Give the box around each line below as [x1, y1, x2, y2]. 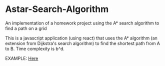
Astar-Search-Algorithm [5, 3, 109, 15]
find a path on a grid [5, 25, 47, 31]
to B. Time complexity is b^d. [5, 45, 65, 51]
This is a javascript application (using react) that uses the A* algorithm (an [5, 35, 157, 41]
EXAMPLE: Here [5, 55, 38, 61]
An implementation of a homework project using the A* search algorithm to [5, 20, 159, 26]
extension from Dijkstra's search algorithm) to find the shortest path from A [5, 40, 160, 46]
